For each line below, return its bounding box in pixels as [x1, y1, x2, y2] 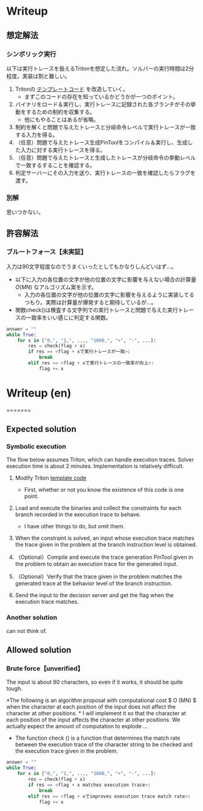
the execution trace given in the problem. [15, 748, 119, 755]
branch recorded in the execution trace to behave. [15, 511, 141, 519]
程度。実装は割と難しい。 [6, 72, 71, 80]
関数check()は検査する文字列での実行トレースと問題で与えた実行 [15, 306, 178, 313]
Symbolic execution [6, 442, 66, 451]
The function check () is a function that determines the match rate [15, 734, 181, 742]
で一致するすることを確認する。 [15, 161, 95, 169]
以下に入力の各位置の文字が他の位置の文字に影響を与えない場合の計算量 [15, 275, 196, 283]
